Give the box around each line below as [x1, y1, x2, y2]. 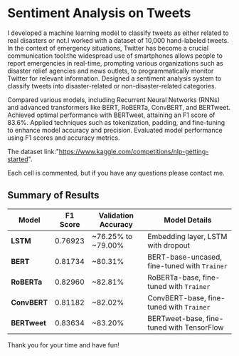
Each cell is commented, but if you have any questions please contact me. [7, 168, 225, 177]
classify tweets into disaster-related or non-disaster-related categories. [7, 81, 217, 90]
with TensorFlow [168, 322, 224, 332]
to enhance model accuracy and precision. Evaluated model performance [7, 126, 223, 134]
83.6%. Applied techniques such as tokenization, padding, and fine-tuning [7, 118, 225, 126]
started [7, 155, 28, 163]
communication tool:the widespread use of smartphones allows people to [7, 51, 223, 60]
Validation [98, 210, 134, 220]
